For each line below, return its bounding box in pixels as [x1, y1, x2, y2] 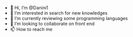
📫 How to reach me [10, 26, 52, 32]
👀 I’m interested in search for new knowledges [10, 10, 108, 16]
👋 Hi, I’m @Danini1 [10, 5, 48, 10]
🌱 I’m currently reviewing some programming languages [10, 15, 128, 21]
